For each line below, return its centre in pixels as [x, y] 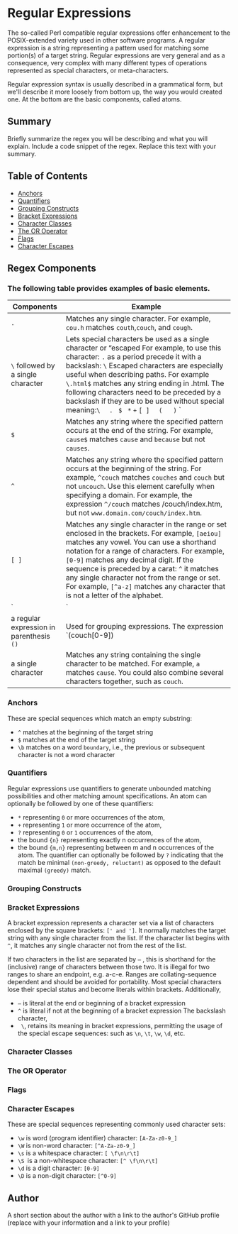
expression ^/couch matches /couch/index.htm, [144, 504]
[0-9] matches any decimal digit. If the [130, 560]
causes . [78, 448]
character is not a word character [66, 754]
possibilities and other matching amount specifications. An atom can [107, 795]
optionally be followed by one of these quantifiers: [81, 803]
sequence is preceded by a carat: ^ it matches [142, 569]
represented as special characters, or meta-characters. [88, 70]
